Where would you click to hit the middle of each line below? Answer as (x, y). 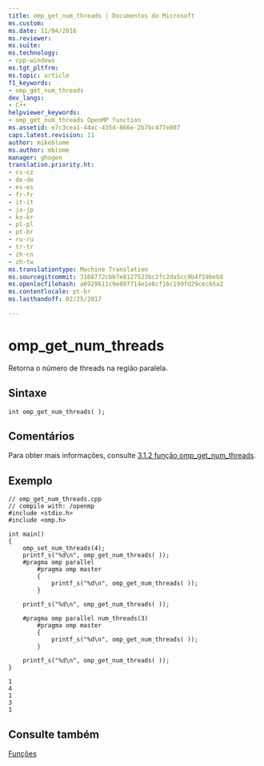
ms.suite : (25, 46)
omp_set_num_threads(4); (64, 549)
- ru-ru (21, 240)
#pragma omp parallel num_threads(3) (86, 618)
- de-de (21, 180)
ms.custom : (26, 23)
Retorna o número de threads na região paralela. (88, 368)
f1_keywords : (30, 83)
